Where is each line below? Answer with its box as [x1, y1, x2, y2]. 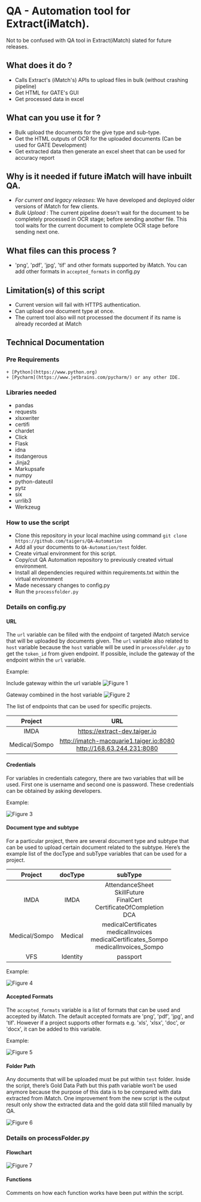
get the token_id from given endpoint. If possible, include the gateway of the [6, 650, 195, 658]
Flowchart [6, 1149, 32, 1156]
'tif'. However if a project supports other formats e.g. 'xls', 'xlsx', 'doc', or [6, 1019, 185, 1027]
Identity [61, 953, 83, 961]
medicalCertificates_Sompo [90, 935, 169, 944]
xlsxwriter [14, 414, 39, 421]
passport [116, 953, 142, 961]
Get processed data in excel [14, 95, 84, 102]
